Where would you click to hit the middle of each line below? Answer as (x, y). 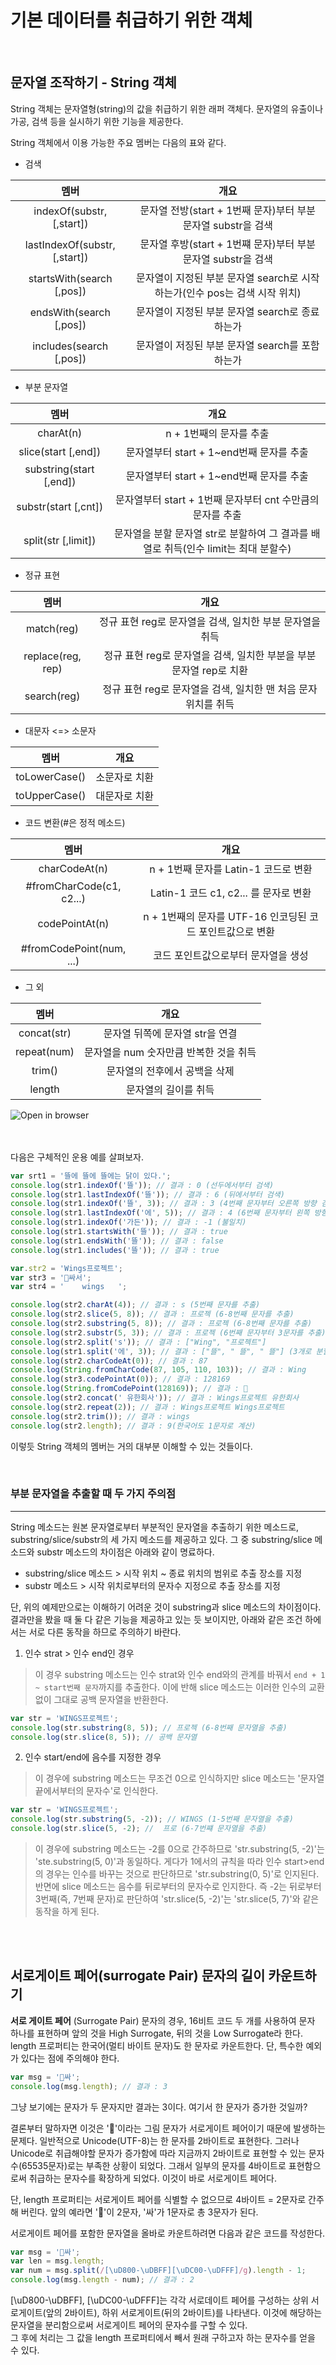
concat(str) (45, 1033)
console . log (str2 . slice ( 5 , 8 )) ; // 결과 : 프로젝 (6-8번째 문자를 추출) (152, 1314)
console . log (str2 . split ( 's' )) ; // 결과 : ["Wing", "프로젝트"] (138, 1342)
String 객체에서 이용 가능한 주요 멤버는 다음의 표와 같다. (118, 142)
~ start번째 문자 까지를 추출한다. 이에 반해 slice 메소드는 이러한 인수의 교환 (179, 1687)
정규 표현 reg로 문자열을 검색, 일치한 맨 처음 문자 (210, 689)
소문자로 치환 (125, 777)
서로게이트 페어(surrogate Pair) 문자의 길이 (138, 1976)
